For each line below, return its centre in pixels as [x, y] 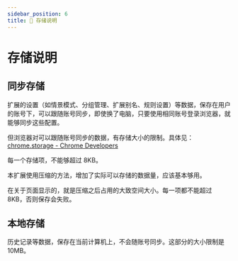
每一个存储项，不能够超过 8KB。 [55, 160]
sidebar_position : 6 [38, 14]
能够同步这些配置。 [35, 122]
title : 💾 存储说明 [33, 21]
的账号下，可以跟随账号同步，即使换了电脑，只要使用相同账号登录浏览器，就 [119, 113]
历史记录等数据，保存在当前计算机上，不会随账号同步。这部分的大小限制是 [116, 242]
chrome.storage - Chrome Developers [63, 145]
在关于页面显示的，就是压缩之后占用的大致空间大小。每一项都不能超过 [110, 190]
